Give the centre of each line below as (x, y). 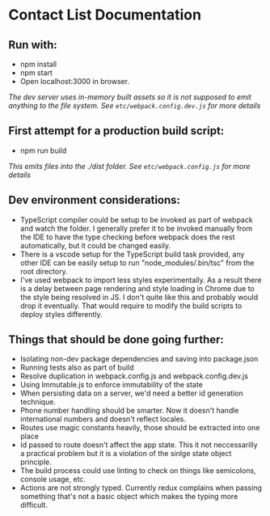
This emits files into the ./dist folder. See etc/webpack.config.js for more (129, 166)
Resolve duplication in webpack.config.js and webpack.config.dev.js (134, 376)
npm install (38, 64)
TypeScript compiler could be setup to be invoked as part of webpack (136, 219)
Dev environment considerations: (94, 200)
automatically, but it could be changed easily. (95, 245)
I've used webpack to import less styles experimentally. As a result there (141, 280)
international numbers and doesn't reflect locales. (103, 419)
